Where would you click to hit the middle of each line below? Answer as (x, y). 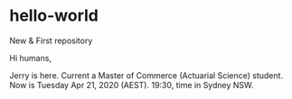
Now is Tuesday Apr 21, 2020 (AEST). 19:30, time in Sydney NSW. (132, 85)
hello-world (54, 16)
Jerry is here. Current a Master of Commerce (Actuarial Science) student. (146, 75)
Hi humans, (31, 58)
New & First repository (51, 40)
